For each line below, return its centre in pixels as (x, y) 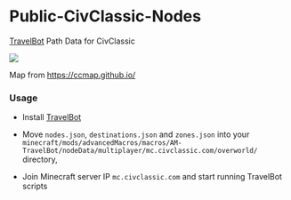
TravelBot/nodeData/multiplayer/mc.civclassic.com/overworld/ (140, 151)
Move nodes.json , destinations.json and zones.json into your (136, 134)
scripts (35, 186)
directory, (40, 160)
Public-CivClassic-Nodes (105, 16)
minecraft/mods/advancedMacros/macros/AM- (102, 143)
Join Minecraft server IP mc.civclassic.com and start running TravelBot (152, 177)
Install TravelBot (52, 117)
